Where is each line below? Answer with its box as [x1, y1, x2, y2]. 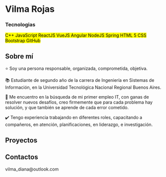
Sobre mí [5, 52, 34, 60]
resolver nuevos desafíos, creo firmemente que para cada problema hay [5, 99, 153, 105]
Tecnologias [5, 21, 36, 28]
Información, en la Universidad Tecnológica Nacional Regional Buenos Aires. [5, 84, 162, 90]
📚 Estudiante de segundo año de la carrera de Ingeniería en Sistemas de [5, 77, 155, 83]
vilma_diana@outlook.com [5, 166, 59, 172]
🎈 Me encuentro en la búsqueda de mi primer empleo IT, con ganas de [5, 94, 149, 100]
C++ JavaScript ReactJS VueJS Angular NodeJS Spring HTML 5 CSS [5, 32, 147, 38]
